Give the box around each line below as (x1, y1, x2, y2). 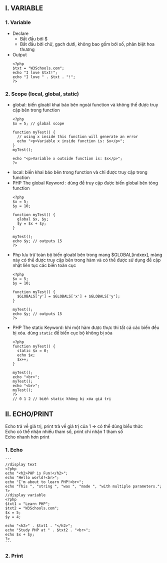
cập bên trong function (12, 107, 60, 113)
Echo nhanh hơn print (5, 433, 49, 439)
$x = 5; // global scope (12, 121, 64, 126)
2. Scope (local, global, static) (5, 90, 79, 97)
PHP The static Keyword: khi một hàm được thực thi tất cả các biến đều (12, 324, 159, 330)
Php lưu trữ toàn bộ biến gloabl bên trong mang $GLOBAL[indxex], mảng (12, 251, 162, 257)
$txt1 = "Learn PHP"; (5, 501, 50, 506)
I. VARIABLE (5, 4, 43, 12)
